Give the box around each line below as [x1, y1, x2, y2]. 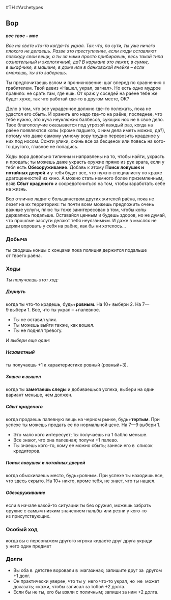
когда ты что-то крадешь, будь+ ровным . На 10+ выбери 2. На [6, 301, 141, 307]
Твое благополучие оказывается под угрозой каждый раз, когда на [6, 122, 153, 128]
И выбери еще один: [6, 337, 50, 344]
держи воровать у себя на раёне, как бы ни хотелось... [6, 223, 126, 229]
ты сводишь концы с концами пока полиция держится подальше [6, 247, 147, 253]
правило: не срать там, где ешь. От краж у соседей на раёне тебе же [6, 90, 158, 96]
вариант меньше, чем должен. [6, 392, 73, 398]
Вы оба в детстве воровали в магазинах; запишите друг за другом [13, 567, 162, 573]
